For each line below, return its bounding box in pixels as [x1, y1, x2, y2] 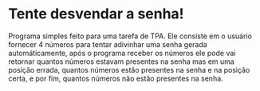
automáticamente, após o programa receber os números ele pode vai [8, 48, 236, 57]
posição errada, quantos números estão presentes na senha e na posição [8, 65, 250, 74]
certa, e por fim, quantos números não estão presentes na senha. [8, 73, 223, 83]
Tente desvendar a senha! [8, 5, 185, 23]
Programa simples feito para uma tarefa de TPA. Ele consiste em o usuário [8, 31, 253, 41]
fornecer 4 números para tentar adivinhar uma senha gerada [8, 39, 207, 49]
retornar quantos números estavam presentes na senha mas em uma [8, 57, 235, 66]
